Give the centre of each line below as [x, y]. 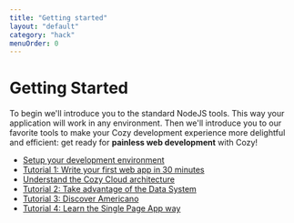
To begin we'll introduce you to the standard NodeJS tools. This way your [147, 114]
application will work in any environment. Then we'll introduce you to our [146, 123]
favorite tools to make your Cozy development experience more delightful [147, 133]
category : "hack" [42, 35]
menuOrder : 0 [34, 43]
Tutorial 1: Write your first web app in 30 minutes [113, 170]
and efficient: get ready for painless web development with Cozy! [133, 143]
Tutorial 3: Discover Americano [81, 199]
